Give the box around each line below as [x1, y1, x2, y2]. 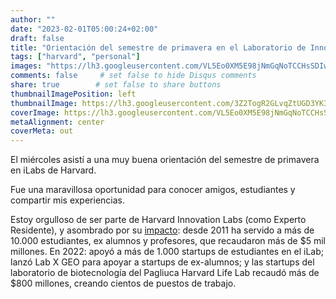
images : [10, 61, 43, 71]
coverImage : [10, 107, 60, 118]
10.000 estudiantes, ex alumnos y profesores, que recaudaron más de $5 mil [10, 235, 326, 247]
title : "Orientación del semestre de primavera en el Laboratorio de [10, 42, 307, 53]
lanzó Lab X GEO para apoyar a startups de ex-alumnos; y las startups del [10, 256, 315, 268]
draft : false [10, 33, 65, 43]
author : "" [10, 14, 56, 25]
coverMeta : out [10, 126, 74, 136]
